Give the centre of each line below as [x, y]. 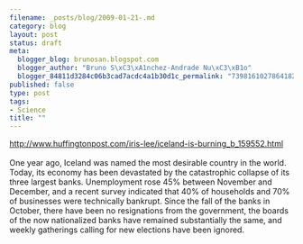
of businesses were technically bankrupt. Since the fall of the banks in [140, 201]
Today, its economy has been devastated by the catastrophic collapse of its [150, 173]
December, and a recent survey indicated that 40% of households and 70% [150, 192]
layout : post [34, 34]
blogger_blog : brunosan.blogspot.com [88, 59]
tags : [19, 101]
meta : [19, 51]
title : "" [28, 118]
